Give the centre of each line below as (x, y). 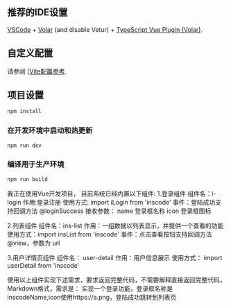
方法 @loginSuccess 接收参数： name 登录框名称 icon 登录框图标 (118, 211)
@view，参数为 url (34, 243)
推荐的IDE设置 (37, 12)
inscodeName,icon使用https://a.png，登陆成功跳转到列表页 (92, 297)
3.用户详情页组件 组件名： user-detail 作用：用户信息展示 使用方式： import (115, 257)
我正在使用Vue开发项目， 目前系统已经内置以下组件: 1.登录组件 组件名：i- (112, 194)
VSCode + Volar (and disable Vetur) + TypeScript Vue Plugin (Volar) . (105, 29)
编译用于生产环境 (36, 164)
